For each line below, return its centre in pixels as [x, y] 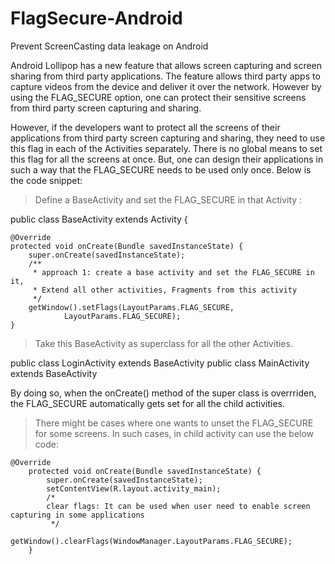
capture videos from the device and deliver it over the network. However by [166, 86]
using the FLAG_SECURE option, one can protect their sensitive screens [158, 97]
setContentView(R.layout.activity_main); [134, 488]
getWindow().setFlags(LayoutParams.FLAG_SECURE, [131, 307]
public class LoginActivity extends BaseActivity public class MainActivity [160, 363]
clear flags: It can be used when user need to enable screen [178, 506]
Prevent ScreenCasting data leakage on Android [109, 46]
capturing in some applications [77, 515]
